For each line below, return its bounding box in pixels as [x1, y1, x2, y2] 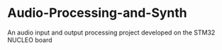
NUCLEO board [7, 35, 52, 44]
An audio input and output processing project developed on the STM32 [7, 28, 216, 37]
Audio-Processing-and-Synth [7, 5, 188, 21]
